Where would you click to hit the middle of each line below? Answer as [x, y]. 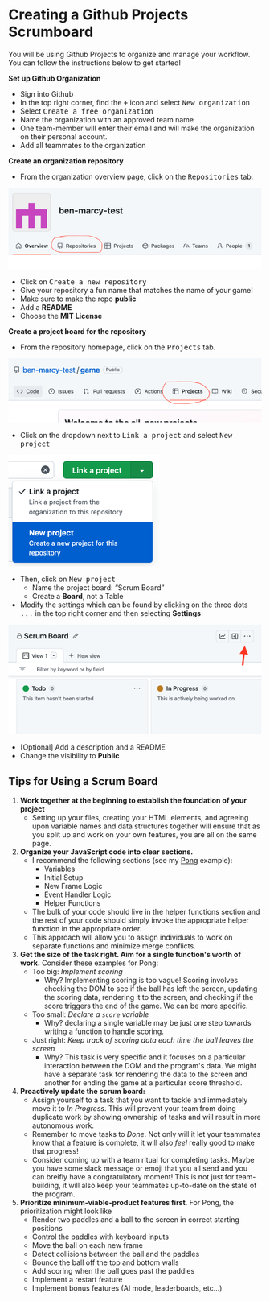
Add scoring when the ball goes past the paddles [113, 1271]
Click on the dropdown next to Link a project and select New [126, 436]
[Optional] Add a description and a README [93, 747]
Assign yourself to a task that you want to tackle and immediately [140, 1100]
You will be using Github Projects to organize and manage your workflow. [129, 54]
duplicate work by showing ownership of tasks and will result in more [146, 1117]
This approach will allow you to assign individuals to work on [132, 938]
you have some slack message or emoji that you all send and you [139, 1168]
